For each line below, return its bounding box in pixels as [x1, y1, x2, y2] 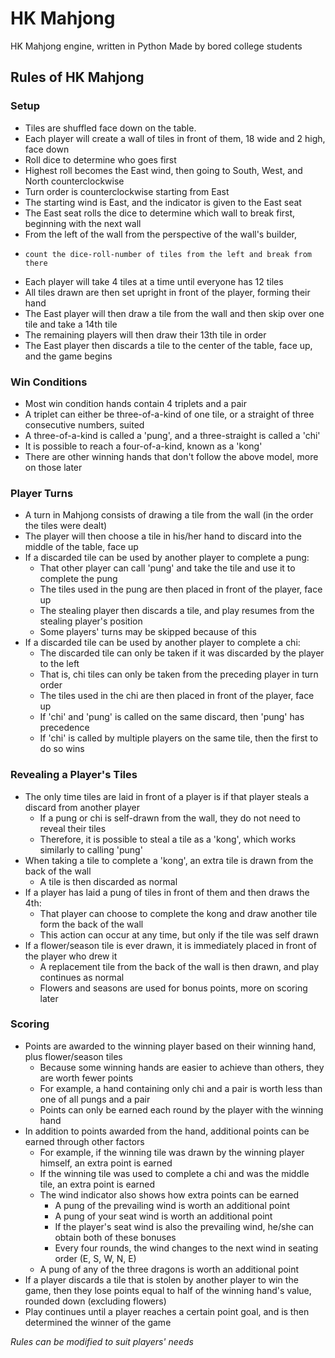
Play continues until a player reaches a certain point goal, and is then [24, 1305, 310, 1317]
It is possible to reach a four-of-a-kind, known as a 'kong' [24, 440, 263, 452]
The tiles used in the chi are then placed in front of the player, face [39, 690, 315, 702]
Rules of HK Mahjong [10, 69, 145, 86]
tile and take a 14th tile [24, 318, 118, 330]
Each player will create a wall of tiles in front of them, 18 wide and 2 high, [24, 132, 326, 144]
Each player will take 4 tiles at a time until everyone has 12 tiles [24, 275, 284, 287]
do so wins [39, 743, 85, 755]
